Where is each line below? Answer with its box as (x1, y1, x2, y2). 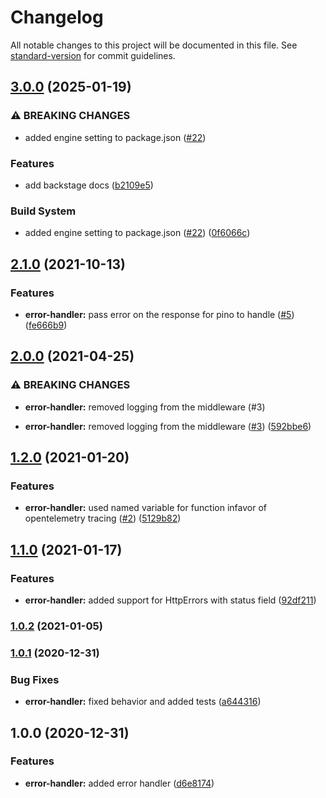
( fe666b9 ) (24, 319, 68, 331)
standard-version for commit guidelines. (10, 49, 176, 61)
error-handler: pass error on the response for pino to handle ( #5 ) (24, 308, 295, 320)
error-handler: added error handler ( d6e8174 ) (24, 777, 215, 789)
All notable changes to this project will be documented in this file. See (10, 39, 298, 51)
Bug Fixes (10, 672, 60, 686)
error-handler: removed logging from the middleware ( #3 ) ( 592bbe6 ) (24, 420, 312, 432)
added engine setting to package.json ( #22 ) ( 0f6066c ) (24, 227, 251, 239)
